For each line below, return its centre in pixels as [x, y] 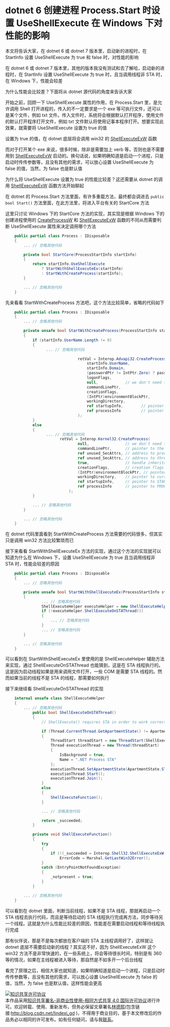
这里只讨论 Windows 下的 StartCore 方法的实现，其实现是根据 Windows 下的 [85, 214]
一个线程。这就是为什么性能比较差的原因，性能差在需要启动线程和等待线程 [83, 923]
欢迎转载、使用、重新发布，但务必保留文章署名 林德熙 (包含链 [77, 1007]
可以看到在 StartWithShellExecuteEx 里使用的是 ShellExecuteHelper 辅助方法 [85, 659]
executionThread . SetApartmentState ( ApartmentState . [106, 769]
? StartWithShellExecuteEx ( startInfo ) [82, 269]
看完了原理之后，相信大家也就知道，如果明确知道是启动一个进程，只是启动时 [85, 970]
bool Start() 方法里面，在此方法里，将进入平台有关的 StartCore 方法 [77, 203]
